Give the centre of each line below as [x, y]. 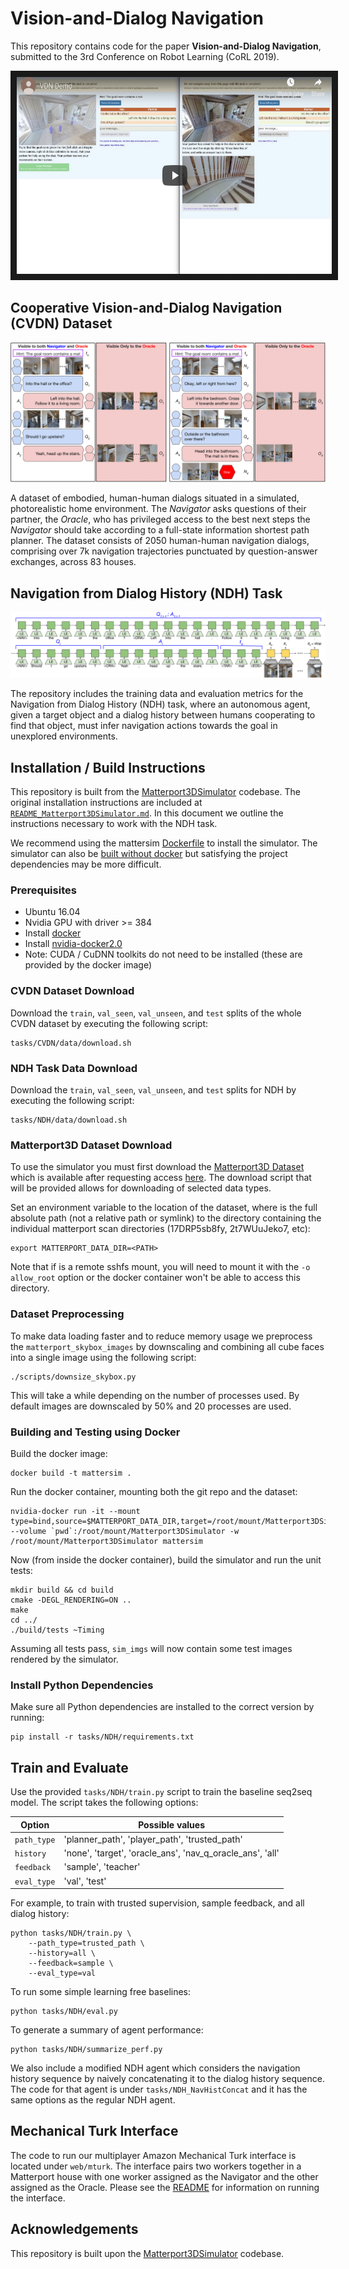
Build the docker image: [59, 1453]
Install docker [53, 933]
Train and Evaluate [69, 1767]
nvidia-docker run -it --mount [75, 1511]
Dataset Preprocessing [67, 1314]
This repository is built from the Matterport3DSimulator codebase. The [155, 792]
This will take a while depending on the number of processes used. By [155, 1395]
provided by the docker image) [88, 965]
